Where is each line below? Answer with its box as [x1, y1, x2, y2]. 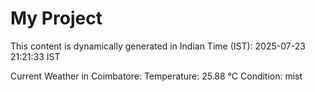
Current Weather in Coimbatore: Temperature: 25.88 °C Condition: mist [10, 70, 303, 82]
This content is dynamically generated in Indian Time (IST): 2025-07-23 [10, 40, 306, 52]
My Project [10, 7, 103, 30]
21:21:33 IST [10, 50, 61, 62]
